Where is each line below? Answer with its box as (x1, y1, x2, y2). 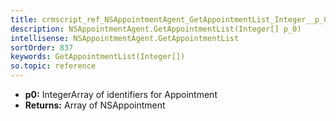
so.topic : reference (10, 61, 97, 71)
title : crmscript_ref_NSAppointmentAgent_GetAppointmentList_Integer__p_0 (10, 14, 329, 25)
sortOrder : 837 (10, 42, 74, 53)
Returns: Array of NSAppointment (24, 99, 166, 111)
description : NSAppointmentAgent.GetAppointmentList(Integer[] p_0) (10, 24, 302, 34)
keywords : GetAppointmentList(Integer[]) (10, 52, 186, 62)
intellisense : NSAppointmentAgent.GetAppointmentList (10, 33, 240, 43)
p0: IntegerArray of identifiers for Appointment (24, 89, 218, 100)
